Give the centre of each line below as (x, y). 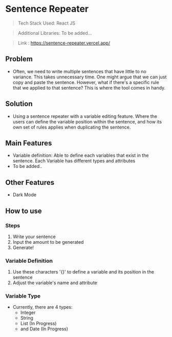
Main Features (29, 143)
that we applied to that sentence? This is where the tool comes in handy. (89, 88)
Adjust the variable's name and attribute (55, 283)
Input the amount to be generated (48, 242)
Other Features (30, 182)
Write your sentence (34, 237)
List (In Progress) (38, 324)
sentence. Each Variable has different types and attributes (74, 161)
